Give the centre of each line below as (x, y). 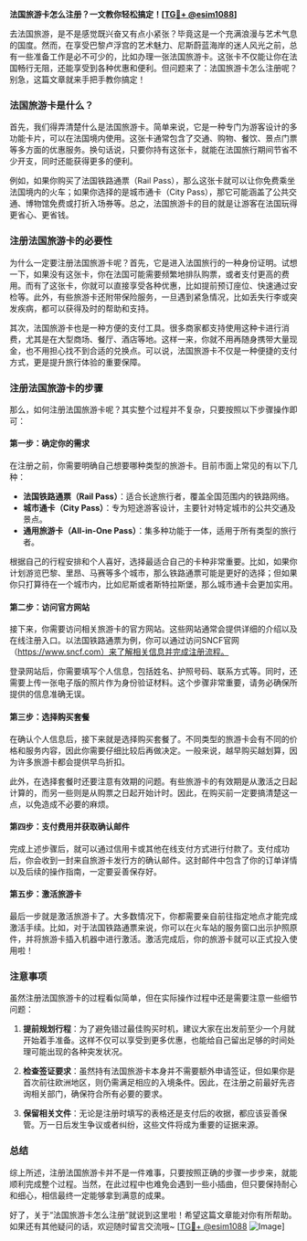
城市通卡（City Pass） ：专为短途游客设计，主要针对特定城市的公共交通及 (159, 508)
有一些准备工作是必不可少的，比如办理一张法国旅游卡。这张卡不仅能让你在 (149, 57)
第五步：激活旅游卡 (46, 894)
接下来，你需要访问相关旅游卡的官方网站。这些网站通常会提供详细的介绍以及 (153, 629)
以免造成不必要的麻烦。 (69, 804)
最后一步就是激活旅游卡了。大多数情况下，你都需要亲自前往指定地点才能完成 (153, 916)
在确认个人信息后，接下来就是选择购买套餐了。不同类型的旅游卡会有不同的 (149, 738)
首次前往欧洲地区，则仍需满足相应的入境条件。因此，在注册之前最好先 (155, 1083)
